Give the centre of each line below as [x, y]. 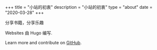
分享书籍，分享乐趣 [24, 23]
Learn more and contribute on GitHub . [43, 42]
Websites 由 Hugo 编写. [29, 33]
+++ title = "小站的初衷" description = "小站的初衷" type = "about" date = [79, 7]
